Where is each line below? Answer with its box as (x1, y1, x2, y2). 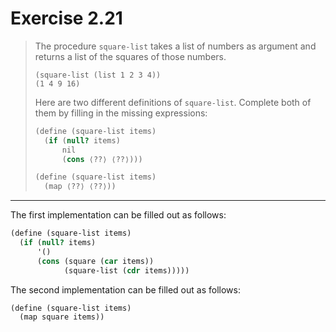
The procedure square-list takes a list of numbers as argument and (34, 40, 317, 52)
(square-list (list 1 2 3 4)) (34, 70, 162, 80)
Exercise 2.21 (10, 7, 123, 30)
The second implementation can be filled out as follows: (10, 283, 241, 296)
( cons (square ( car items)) (36, 256, 155, 266)
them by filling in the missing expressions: (34, 107, 208, 119)
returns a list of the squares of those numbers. (34, 50, 227, 62)
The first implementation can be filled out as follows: (10, 209, 227, 221)
